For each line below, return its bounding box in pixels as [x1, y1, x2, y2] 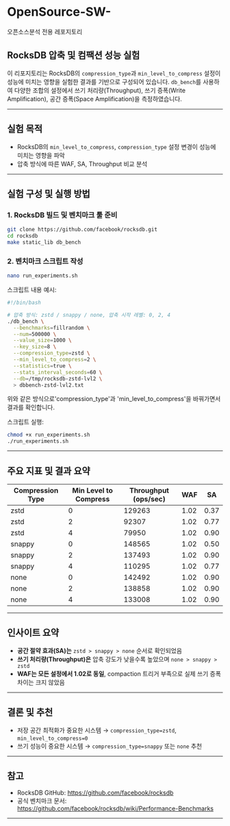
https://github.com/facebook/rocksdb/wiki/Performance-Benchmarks [16, 805, 214, 813]
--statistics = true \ [13, 362, 72, 370]
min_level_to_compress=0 [16, 735, 88, 742]
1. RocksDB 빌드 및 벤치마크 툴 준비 [7, 210, 118, 220]
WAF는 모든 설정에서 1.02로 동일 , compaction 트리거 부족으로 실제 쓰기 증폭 [16, 669, 221, 677]
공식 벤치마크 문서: [16, 797, 67, 805]
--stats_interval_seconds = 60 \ [13, 369, 103, 376]
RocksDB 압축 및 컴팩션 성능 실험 [7, 49, 140, 62]
